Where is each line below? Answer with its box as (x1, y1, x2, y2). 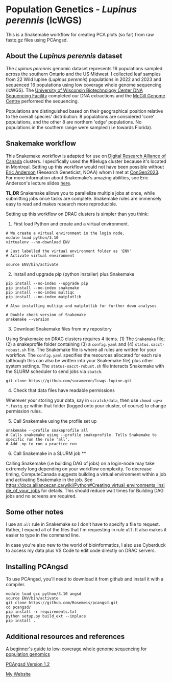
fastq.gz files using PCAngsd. (6, 37, 68, 43)
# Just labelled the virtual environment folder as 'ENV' (6, 249, 132, 254)
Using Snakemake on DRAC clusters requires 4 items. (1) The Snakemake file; (6, 336, 165, 342)
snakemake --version (6, 317, 50, 322)
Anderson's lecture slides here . (6, 180, 71, 186)
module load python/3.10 (6, 235, 59, 240)
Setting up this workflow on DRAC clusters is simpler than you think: (6, 211, 149, 217)
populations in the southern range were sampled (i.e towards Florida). (6, 124, 153, 130)
